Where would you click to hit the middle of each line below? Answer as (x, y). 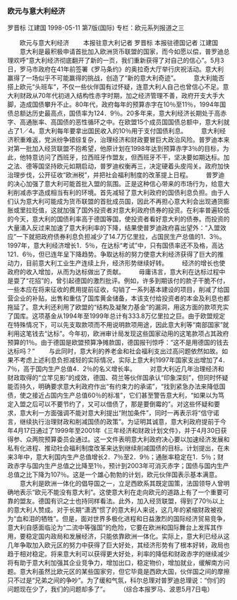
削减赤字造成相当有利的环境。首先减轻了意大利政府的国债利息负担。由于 (118, 192)
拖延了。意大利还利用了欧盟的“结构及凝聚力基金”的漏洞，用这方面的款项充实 (118, 307)
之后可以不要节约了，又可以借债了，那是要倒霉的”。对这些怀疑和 (120, 404)
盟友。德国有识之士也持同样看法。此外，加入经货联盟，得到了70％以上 (122, 501)
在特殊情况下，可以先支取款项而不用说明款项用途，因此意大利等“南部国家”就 (118, 325)
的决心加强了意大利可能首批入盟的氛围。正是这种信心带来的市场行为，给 (112, 184)
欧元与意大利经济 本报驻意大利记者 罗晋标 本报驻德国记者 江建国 (119, 43)
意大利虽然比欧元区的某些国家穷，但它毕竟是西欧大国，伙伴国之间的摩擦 (124, 572)
